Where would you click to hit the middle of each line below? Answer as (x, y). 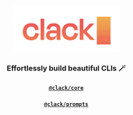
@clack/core (66, 88)
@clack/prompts (66, 104)
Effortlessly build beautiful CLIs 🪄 (66, 68)
